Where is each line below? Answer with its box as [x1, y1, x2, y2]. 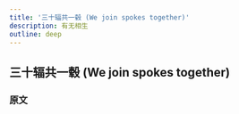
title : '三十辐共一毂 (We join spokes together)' [9, 12, 190, 22]
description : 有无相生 [9, 21, 89, 30]
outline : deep [9, 29, 63, 38]
